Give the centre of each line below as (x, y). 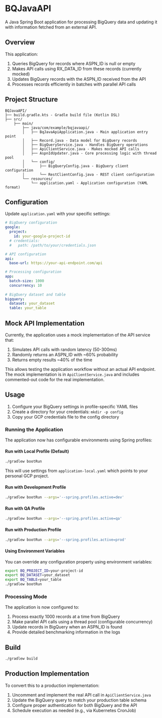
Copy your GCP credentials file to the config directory (66, 417)
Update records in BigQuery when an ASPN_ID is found (67, 627)
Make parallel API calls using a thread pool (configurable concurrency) (82, 622)
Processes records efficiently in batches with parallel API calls (74, 84)
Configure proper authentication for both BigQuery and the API (74, 705)
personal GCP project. (27, 476)
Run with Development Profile (36, 487)
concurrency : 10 (26, 285)
